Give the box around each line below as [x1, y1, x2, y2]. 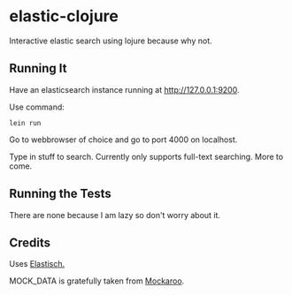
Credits [9, 235, 51, 250]
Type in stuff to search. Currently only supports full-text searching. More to [9, 151, 284, 162]
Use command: [9, 102, 65, 112]
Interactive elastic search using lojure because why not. [9, 35, 212, 46]
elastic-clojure [9, 6, 119, 26]
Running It [9, 61, 67, 76]
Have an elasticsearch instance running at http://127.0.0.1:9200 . [9, 84, 240, 95]
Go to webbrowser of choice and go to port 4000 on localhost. [9, 134, 238, 145]
